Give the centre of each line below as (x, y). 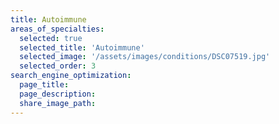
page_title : (44, 85)
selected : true (51, 38)
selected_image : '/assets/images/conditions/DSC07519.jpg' (145, 57)
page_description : (58, 94)
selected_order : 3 (58, 66)
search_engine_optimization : (71, 76)
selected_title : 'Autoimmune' (82, 47)
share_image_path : (58, 103)
